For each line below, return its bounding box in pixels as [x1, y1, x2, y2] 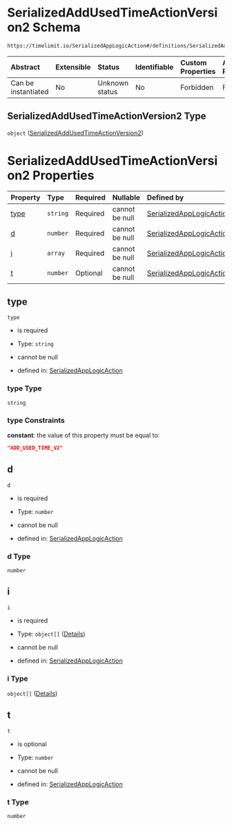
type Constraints [7, 415, 66, 425]
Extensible [55, 62, 91, 72]
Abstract [10, 62, 40, 72]
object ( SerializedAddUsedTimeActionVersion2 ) [7, 129, 144, 137]
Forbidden [180, 82, 214, 92]
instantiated [10, 86, 49, 96]
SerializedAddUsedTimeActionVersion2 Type [7, 111, 206, 122]
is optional [17, 739, 47, 748]
